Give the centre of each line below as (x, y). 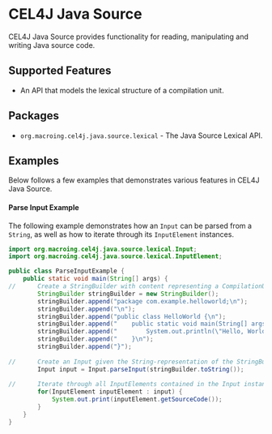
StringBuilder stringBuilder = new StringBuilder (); (128, 294)
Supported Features (60, 71)
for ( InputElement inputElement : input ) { (110, 392)
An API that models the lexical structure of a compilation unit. (122, 90)
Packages (34, 116)
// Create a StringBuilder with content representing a (114, 286)
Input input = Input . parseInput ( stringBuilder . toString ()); (141, 369)
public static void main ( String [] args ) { (96, 279)
